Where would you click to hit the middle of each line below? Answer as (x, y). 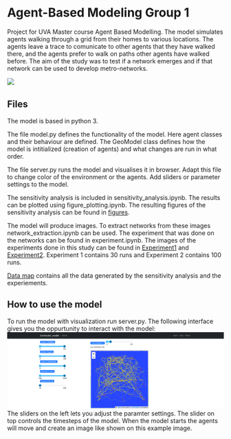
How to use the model (55, 305)
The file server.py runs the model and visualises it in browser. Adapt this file (114, 170)
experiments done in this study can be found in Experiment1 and (98, 247)
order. (15, 156)
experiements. (27, 283)
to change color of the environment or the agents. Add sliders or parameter (114, 176)
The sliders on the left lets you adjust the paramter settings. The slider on (111, 414)
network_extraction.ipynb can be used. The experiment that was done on (111, 233)
